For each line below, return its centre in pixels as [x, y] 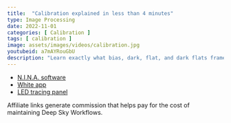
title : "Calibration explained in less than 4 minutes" [90, 13]
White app [32, 84]
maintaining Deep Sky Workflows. [55, 112]
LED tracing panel [42, 92]
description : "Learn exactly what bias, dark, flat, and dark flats [107, 58]
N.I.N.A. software [42, 77]
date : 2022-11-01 [32, 26]
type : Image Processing [41, 20]
